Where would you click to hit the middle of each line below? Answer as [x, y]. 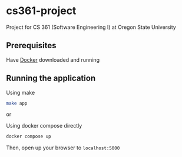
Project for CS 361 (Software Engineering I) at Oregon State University [91, 27]
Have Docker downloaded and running [53, 59]
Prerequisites [31, 46]
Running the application [51, 78]
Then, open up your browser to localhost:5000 [63, 148]
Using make [21, 92]
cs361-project [41, 11]
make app [17, 103]
